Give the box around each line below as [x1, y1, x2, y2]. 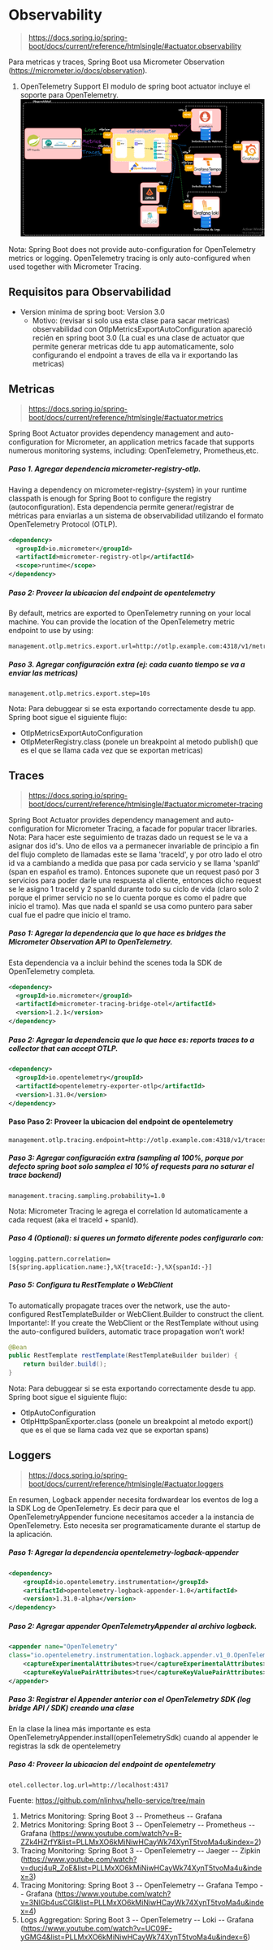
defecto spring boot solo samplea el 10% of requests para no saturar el [8, 1162, 254, 1171]
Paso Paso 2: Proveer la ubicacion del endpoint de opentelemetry [8, 1117, 234, 1127]
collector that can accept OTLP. [8, 1043, 119, 1053]
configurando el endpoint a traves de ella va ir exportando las [32, 350, 238, 359]
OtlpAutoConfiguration [19, 1408, 96, 1418]
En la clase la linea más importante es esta [8, 1723, 151, 1733]
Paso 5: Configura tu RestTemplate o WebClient [8, 1280, 173, 1290]
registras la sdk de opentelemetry [8, 1741, 121, 1751]
